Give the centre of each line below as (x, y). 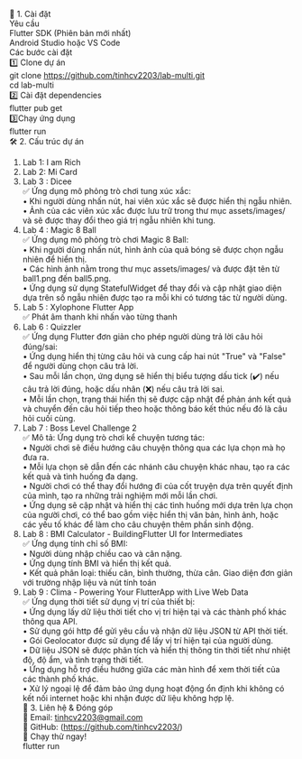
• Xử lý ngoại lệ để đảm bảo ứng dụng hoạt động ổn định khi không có (153, 689)
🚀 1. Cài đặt (30, 14)
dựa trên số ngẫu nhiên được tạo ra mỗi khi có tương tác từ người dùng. (155, 297)
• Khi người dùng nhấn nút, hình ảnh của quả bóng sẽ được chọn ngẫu (153, 250)
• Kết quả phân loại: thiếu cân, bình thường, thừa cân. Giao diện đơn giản (157, 573)
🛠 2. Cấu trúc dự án (46, 141)
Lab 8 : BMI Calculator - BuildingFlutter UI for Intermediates (133, 534)
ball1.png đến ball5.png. (66, 278)
